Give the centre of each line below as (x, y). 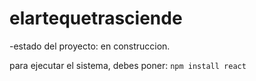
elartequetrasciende (96, 18)
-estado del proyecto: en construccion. (90, 46)
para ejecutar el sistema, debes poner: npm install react (128, 65)
